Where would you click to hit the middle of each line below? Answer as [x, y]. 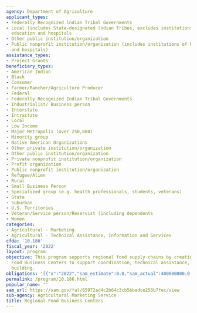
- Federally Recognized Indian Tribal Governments [69, 99]
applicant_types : [27, 17]
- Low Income [22, 126]
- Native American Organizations [47, 142]
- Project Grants [27, 60]
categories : [21, 224]
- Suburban [19, 203]
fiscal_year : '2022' [31, 246]
